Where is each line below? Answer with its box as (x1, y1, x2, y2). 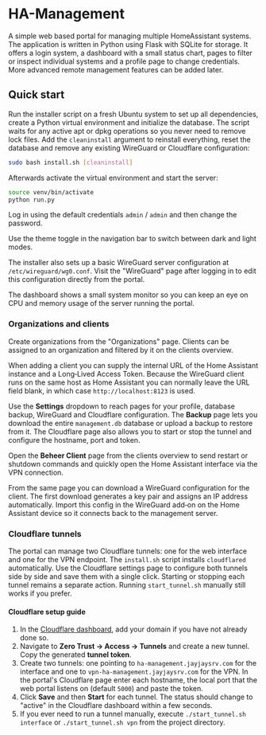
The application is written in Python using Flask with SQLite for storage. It (8, 39, 249, 49)
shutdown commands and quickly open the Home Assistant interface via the (8, 459, 258, 468)
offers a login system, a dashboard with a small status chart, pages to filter (8, 48, 253, 57)
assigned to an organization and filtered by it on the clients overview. (8, 345, 233, 354)
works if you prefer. (8, 588, 72, 598)
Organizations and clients (8, 319, 110, 330)
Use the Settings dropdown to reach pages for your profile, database (8, 401, 236, 411)
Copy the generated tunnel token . (19, 650, 133, 659)
